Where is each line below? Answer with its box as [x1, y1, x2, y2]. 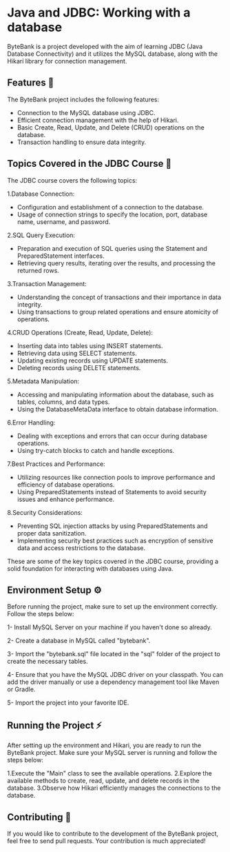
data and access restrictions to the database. [17, 543, 146, 552]
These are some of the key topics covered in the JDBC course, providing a [7, 557, 219, 565]
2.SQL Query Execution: [7, 231, 76, 239]
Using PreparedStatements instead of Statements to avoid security [17, 487, 207, 496]
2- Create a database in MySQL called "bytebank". [7, 636, 151, 645]
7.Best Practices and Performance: [7, 460, 105, 468]
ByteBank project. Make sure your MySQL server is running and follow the [7, 749, 218, 757]
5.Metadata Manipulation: [7, 377, 80, 385]
